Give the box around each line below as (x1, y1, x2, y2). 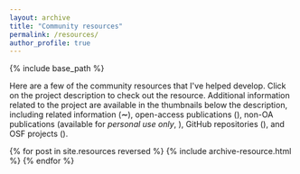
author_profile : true (9, 38, 91, 48)
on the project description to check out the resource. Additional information (9, 90, 291, 101)
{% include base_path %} (9, 63, 105, 74)
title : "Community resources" (9, 22, 124, 31)
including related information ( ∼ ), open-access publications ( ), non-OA (9, 109, 274, 120)
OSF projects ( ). (9, 128, 69, 140)
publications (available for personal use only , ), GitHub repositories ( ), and (9, 119, 285, 130)
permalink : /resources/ (9, 30, 99, 39)
